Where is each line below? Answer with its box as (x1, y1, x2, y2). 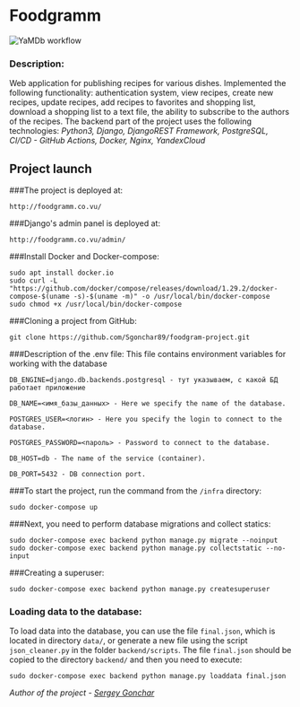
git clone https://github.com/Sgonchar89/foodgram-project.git (9, 333, 251, 342)
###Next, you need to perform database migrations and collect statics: (9, 519, 271, 529)
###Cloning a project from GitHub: (9, 316, 137, 327)
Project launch (9, 161, 92, 176)
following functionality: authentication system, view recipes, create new (9, 87, 274, 99)
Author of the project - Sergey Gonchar (9, 687, 155, 698)
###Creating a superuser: (9, 567, 105, 579)
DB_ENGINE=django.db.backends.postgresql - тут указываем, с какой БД (9, 376, 279, 385)
